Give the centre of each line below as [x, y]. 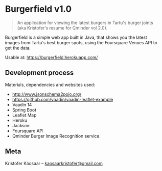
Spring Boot [24, 110]
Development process [39, 73]
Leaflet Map [24, 115]
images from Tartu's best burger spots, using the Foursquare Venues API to [81, 42]
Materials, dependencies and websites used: [50, 85]
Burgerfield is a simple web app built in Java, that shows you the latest [76, 37]
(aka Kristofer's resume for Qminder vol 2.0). [62, 28]
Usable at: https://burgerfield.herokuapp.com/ [52, 57]
